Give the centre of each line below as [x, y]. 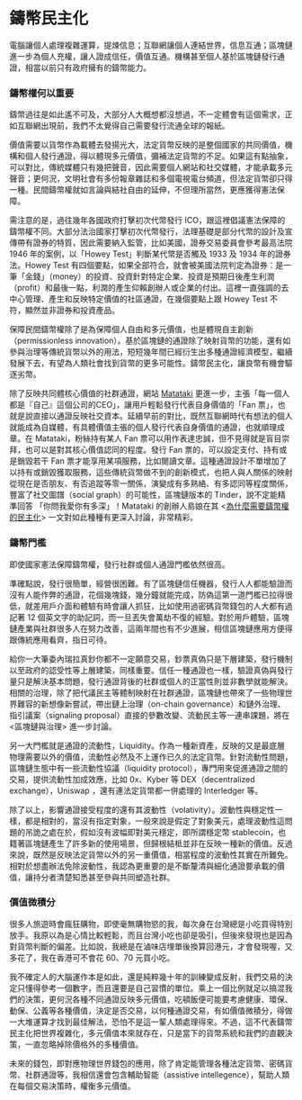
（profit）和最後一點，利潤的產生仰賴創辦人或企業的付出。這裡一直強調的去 [149, 288]
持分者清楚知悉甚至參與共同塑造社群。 [104, 877]
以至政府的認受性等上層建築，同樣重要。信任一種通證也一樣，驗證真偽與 [143, 670]
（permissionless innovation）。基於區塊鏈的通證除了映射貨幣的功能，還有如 [150, 341]
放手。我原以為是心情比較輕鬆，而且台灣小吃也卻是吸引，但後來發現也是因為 [151, 935]
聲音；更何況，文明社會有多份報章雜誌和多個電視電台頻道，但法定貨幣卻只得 [151, 179]
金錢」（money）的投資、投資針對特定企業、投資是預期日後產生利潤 [150, 276]
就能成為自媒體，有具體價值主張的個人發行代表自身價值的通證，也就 [135, 428]
